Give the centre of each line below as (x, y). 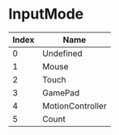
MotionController (74, 106)
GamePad (61, 92)
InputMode (46, 14)
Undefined (62, 53)
